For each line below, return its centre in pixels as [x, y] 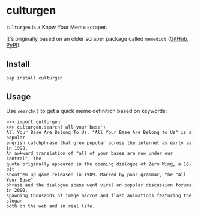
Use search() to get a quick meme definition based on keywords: [87, 111]
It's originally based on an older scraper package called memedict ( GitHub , [97, 38]
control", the [24, 159]
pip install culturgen [34, 78]
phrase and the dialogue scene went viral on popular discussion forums [99, 185]
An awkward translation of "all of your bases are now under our [89, 154]
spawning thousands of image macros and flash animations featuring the [99, 196]
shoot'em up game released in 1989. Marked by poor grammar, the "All [96, 175]
